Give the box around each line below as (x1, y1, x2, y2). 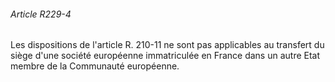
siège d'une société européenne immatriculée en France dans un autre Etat (10, 50, 321, 62)
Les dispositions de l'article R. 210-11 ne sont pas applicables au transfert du (10, 39, 325, 51)
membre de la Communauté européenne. (10, 60, 180, 72)
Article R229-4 (10, 8, 72, 20)
